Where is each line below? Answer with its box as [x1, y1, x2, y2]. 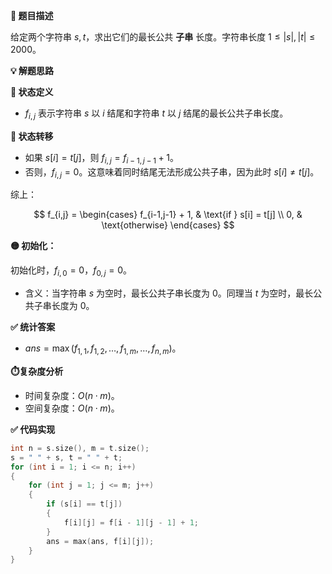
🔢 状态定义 [10, 86, 54, 98]
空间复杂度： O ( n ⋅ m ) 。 [24, 402, 120, 414]
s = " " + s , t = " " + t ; [10, 452, 123, 463]
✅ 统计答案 [10, 321, 56, 333]
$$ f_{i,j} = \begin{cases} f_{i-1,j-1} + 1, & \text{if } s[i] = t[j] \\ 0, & [33, 209, 303, 221]
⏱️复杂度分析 [10, 365, 64, 377]
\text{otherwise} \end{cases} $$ [101, 219, 235, 231]
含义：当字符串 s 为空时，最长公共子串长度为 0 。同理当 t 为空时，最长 [24, 287, 314, 299]
